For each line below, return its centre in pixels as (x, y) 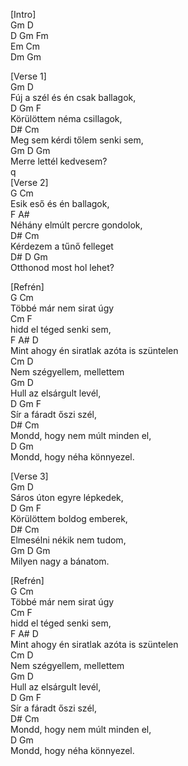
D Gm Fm (29, 35)
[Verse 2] (29, 182)
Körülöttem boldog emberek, (69, 518)
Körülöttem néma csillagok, (66, 118)
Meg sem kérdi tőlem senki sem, (77, 140)
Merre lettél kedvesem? (59, 161)
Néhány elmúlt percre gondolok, (76, 225)
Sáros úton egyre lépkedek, (67, 497)
